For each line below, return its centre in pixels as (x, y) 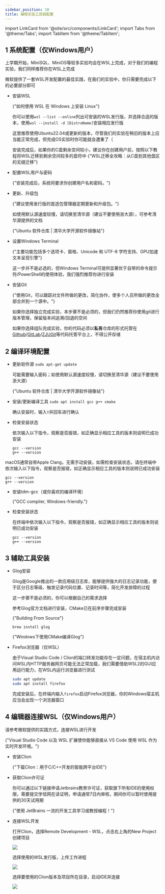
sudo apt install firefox (39, 684)
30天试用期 (32, 800)
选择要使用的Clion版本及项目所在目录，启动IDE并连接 (66, 877)
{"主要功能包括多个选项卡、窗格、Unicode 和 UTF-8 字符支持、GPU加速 (85, 252)
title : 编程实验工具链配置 (29, 14)
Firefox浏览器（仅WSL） (37, 647)
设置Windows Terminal (35, 241)
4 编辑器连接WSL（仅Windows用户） (62, 717)
